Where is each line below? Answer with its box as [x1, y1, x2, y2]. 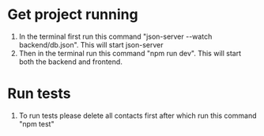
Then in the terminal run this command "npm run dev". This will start [18, 48, 242, 58]
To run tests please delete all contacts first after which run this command [18, 111, 257, 120]
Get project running [7, 6, 139, 24]
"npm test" [18, 119, 55, 128]
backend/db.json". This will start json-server [18, 40, 164, 49]
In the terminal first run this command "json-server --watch [18, 32, 213, 41]
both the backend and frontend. [18, 57, 123, 66]
